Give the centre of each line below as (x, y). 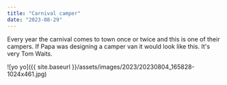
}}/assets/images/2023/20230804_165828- (133, 67)
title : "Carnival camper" (44, 13)
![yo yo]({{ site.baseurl (39, 67)
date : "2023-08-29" (35, 20)
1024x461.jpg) (27, 74)
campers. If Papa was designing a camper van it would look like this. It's (109, 46)
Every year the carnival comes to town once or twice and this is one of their (113, 39)
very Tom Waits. (30, 53)
